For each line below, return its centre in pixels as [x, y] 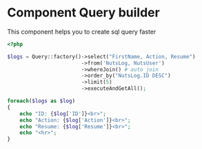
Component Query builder [83, 13]
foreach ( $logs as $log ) [41, 101]
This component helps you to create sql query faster [82, 32]
